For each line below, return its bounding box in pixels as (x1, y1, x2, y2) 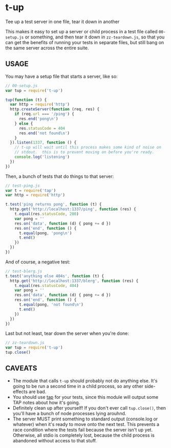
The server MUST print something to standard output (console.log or (12, 416, 158, 422)
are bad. (29, 389, 47, 395)
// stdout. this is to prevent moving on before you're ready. (14, 150, 155, 155)
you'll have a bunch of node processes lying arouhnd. (12, 410, 126, 416)
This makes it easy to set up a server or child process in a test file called (5, 28, 158, 34)
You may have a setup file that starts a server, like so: (5, 73, 118, 79)
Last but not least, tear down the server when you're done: (5, 330, 130, 337)
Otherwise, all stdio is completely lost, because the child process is (12, 432, 155, 438)
